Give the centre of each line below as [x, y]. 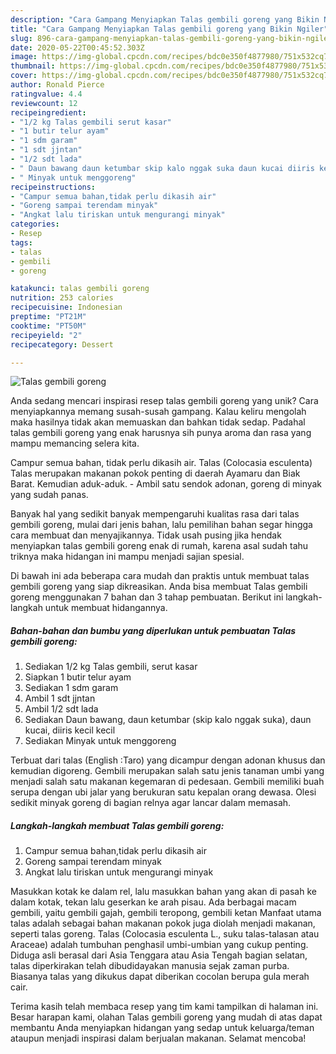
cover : [24, 76]
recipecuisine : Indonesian [66, 307]
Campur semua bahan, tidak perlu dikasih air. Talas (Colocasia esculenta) [161, 463]
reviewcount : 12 [44, 103]
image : [24, 57]
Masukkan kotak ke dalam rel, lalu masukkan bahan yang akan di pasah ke [163, 892]
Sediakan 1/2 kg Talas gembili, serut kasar [111, 667]
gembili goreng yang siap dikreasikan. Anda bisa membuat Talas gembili [159, 587]
